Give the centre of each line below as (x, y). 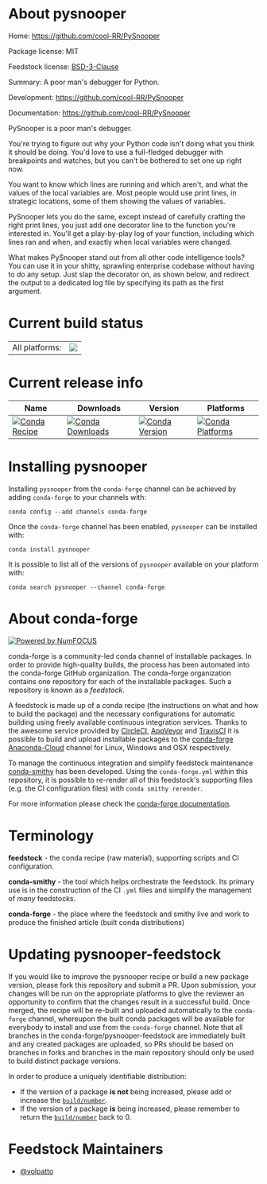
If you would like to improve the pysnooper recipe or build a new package (128, 976)
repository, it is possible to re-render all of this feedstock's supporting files (130, 780)
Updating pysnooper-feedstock (115, 954)
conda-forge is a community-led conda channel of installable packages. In (130, 656)
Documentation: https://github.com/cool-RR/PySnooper (99, 113)
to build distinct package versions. (64, 1061)
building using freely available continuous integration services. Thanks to (128, 722)
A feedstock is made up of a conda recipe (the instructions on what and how (133, 705)
